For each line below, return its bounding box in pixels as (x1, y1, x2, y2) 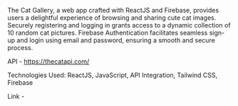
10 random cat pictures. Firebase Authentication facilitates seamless (7, 28, 208, 37)
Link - (7, 92, 25, 100)
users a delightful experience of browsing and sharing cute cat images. (7, 13, 217, 22)
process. (7, 44, 33, 52)
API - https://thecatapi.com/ (7, 57, 90, 66)
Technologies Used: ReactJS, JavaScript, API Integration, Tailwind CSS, (7, 71, 218, 79)
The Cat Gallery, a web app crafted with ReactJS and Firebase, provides (7, 6, 219, 14)
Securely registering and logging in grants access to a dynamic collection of (7, 21, 231, 29)
